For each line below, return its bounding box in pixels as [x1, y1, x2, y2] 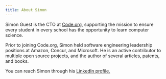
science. [5, 32, 23, 38]
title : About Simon [5, 7, 47, 13]
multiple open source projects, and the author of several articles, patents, [5, 53, 160, 59]
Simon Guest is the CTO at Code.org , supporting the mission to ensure [5, 21, 154, 27]
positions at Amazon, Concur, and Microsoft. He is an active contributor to [5, 47, 161, 53]
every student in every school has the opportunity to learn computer [5, 26, 149, 33]
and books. [5, 58, 29, 64]
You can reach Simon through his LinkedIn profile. [5, 68, 111, 74]
